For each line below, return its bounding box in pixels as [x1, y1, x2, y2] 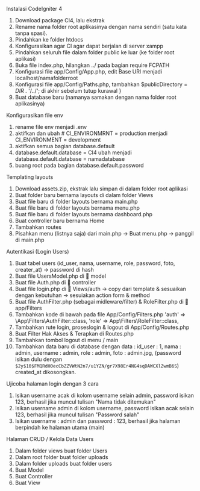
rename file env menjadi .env [14, 124, 87, 130]
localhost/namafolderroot [14, 75, 78, 81]
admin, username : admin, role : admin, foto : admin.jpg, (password [14, 349, 181, 356]
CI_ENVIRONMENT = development [14, 136, 101, 143]
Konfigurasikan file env [6, 111, 63, 119]
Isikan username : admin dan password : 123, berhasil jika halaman [14, 418, 181, 424]
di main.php [14, 236, 45, 243]
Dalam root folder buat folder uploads [14, 454, 108, 460]
